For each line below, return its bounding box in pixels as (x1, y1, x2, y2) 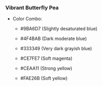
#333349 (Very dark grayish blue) (20, 46, 92, 52)
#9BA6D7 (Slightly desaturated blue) (20, 26, 98, 32)
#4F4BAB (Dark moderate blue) (20, 35, 87, 42)
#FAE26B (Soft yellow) (20, 75, 68, 81)
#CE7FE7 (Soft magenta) (20, 55, 73, 61)
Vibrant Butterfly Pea (5, 4, 59, 11)
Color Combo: (12, 16, 42, 22)
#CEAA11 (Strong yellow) (20, 66, 72, 72)
